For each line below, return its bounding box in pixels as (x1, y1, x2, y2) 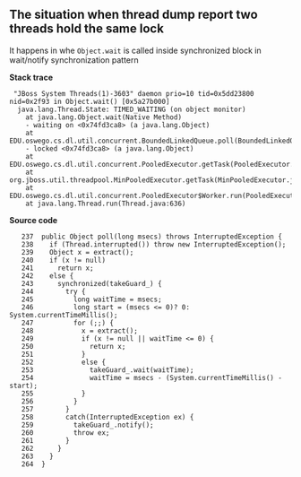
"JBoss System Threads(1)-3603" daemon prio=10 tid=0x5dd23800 (13, 89, 254, 98)
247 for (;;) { (21, 318, 115, 327)
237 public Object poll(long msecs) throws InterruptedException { (21, 232, 282, 241)
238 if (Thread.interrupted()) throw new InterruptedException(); (21, 239, 287, 249)
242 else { (21, 271, 74, 281)
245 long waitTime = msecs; (21, 295, 163, 304)
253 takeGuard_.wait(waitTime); (21, 365, 194, 375)
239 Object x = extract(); (21, 247, 134, 256)
